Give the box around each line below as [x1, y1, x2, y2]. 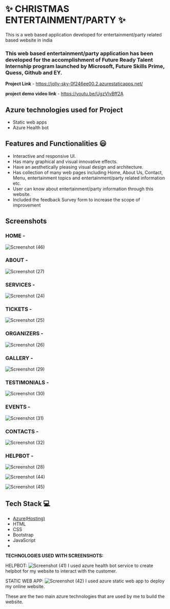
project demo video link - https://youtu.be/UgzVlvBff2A [5, 91, 124, 97]
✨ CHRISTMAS [5, 3, 70, 15]
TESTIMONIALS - [5, 379, 49, 386]
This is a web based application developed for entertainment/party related [5, 31, 162, 37]
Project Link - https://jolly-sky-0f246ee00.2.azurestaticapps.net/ [5, 80, 143, 87]
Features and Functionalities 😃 [5, 139, 107, 148]
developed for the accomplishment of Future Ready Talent [5, 56, 153, 63]
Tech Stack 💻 [5, 499, 51, 508]
